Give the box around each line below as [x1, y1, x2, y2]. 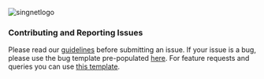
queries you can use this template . [8, 62, 121, 71]
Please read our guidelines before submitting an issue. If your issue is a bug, [8, 45, 256, 55]
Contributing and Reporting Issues [8, 27, 143, 38]
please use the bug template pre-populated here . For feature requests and [8, 54, 250, 63]
